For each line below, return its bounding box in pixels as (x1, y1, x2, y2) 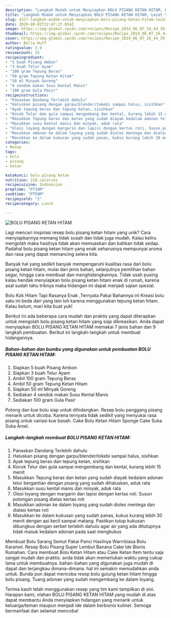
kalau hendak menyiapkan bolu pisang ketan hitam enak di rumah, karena (5, 277, 159, 283)
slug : (5, 17, 17, 22)
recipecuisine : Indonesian (5, 182, 63, 187)
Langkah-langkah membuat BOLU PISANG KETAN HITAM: (5, 434, 131, 440)
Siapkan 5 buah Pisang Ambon (12, 364, 77, 370)
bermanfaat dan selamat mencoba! (5, 607, 79, 613)
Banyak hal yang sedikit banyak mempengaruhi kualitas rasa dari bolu (5, 260, 152, 267)
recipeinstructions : (5, 93, 49, 98)
